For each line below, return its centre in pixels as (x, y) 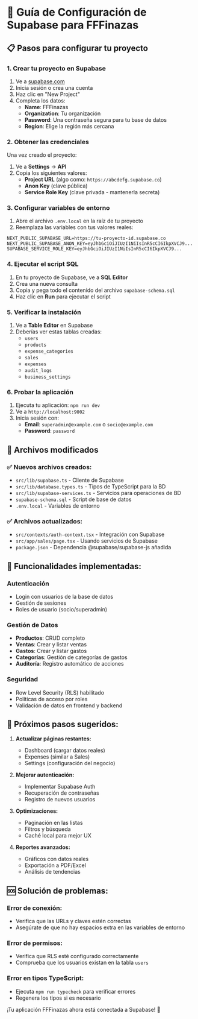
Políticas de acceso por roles (51, 699)
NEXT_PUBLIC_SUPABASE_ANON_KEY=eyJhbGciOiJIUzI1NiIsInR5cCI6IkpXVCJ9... (100, 244)
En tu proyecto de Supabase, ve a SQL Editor (72, 277)
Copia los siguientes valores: (51, 173)
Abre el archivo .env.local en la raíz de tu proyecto (79, 221)
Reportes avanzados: (43, 847)
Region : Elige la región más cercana (69, 126)
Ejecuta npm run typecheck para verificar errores (76, 991)
